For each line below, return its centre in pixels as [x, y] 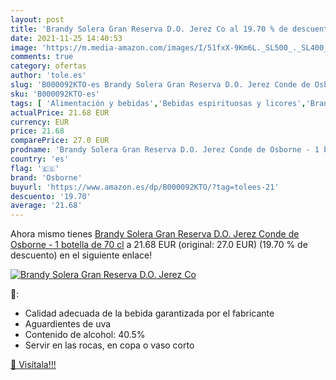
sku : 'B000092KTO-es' [55, 94]
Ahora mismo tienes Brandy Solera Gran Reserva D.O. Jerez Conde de [155, 234]
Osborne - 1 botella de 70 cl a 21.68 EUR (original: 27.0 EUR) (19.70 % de [159, 245]
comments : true [42, 57]
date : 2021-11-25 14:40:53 [66, 38]
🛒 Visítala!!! [33, 365]
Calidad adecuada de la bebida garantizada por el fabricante [149, 313]
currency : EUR [40, 122]
